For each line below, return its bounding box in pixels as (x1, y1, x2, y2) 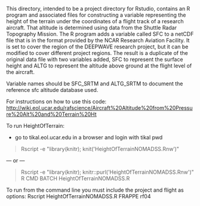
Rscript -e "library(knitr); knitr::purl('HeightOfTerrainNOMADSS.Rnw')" (20, 168, 194, 176)
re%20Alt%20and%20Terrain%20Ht (6, 110, 97, 118)
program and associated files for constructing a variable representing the (6, 11, 186, 19)
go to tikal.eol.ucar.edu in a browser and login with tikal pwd (14, 134, 163, 141)
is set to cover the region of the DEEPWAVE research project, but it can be (6, 43, 189, 50)
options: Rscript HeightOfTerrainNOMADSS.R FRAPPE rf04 (6, 193, 151, 199)
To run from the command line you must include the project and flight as (6, 186, 184, 193)
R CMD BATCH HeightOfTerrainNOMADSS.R (20, 175, 130, 182)
